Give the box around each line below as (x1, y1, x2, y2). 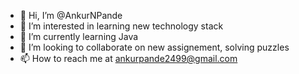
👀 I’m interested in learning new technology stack (19, 20, 224, 32)
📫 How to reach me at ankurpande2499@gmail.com (19, 53, 238, 64)
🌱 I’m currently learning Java (19, 31, 139, 42)
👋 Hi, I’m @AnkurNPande (19, 10, 123, 21)
